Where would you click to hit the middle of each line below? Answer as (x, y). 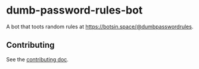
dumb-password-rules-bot (74, 10)
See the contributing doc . (37, 59)
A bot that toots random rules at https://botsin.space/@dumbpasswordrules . (100, 27)
